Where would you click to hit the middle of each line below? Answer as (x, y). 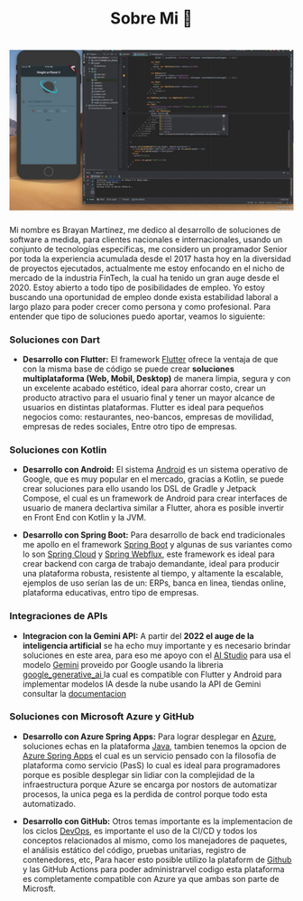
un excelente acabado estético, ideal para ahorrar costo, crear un (144, 388)
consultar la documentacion (74, 693)
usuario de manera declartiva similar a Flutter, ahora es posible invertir (153, 508)
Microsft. (39, 888)
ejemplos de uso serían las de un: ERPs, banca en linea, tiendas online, (154, 583)
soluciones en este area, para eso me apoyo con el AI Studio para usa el (156, 655)
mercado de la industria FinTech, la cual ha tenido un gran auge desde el (144, 277)
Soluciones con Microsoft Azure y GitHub (102, 717)
